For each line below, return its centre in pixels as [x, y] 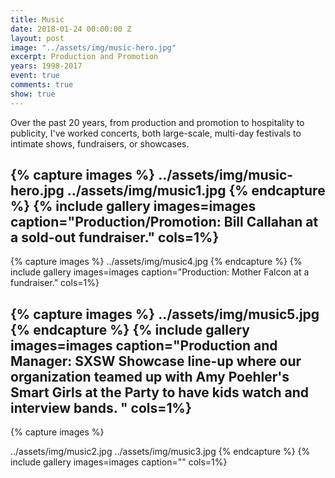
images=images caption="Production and [144, 345]
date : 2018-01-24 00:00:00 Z [71, 29]
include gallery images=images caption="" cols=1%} [119, 462]
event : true [35, 76]
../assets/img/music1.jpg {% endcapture [196, 191]
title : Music [37, 19]
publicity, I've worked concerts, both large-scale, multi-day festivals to [156, 133]
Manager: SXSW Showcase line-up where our [156, 361]
